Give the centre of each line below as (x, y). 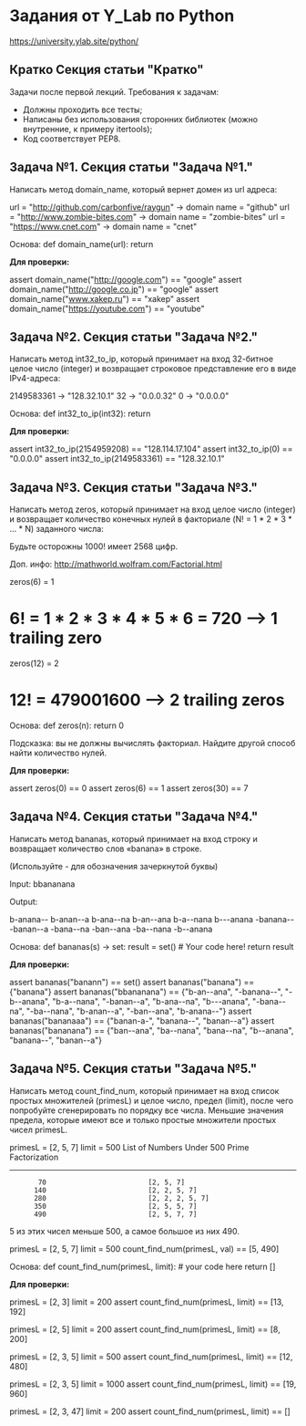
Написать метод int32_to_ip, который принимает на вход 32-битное (142, 359)
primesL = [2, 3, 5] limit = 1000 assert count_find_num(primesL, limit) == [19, (153, 1384)
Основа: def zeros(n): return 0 (67, 725)
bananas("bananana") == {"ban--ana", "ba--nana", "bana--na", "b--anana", (152, 1030)
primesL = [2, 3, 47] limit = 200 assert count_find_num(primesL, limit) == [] (150, 1411)
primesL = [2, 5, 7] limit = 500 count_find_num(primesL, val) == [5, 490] (144, 1249)
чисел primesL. (39, 1129)
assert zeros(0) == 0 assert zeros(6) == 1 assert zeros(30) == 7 (129, 788)
